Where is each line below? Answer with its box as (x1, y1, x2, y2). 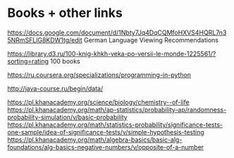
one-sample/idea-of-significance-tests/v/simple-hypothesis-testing (7, 128, 204, 136)
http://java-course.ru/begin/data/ (7, 84, 104, 92)
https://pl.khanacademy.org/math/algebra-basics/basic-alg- (7, 135, 183, 144)
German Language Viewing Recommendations (83, 35, 218, 44)
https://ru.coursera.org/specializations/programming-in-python (7, 71, 192, 79)
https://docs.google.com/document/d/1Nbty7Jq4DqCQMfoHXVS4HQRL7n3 (7, 28, 227, 37)
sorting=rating (7, 56, 49, 65)
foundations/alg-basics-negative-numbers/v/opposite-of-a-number (7, 142, 204, 151)
